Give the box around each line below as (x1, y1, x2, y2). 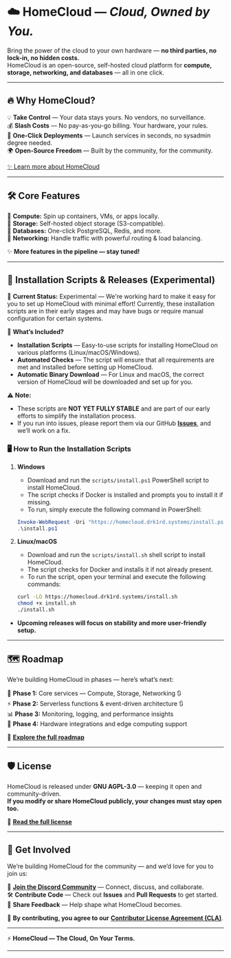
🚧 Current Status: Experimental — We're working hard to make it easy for (7, 293, 216, 301)
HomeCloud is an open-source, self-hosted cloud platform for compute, (7, 61, 212, 69)
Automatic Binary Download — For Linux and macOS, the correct (16, 371, 204, 379)
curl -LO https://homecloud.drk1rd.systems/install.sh (16, 594, 178, 600)
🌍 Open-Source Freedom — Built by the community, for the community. (7, 146, 213, 155)
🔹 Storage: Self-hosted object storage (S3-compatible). (7, 219, 165, 227)
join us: (7, 870, 28, 878)
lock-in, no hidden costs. (7, 53, 80, 61)
